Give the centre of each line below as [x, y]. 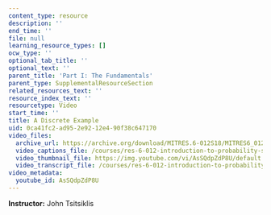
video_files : [30, 135]
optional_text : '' [39, 68]
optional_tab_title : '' [48, 61]
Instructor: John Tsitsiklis [51, 203]
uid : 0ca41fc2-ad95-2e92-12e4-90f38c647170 [83, 128]
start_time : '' [34, 114]
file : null [27, 38]
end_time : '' [30, 31]
